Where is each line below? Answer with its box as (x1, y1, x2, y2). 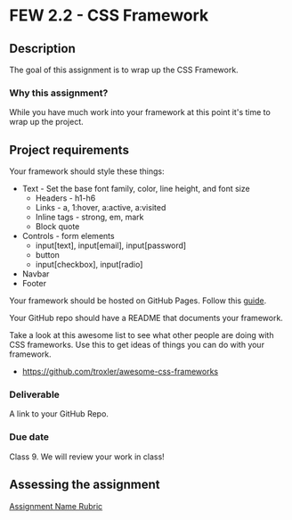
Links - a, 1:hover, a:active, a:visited (35, 202, 166, 213)
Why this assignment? (9, 87, 109, 99)
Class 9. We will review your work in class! (9, 451, 165, 462)
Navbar (21, 268, 50, 279)
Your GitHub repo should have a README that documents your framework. (9, 313, 283, 324)
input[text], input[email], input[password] (35, 240, 187, 251)
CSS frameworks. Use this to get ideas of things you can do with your (9, 340, 265, 351)
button (35, 250, 61, 260)
